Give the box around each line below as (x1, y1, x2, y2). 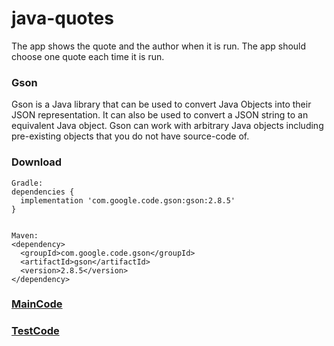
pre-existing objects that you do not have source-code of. (11, 130, 250, 142)
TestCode (11, 324, 60, 338)
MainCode (11, 297, 63, 311)
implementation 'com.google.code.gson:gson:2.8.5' (20, 195, 236, 206)
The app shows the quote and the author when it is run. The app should (11, 40, 307, 52)
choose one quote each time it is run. (11, 50, 165, 62)
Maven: (11, 230, 39, 241)
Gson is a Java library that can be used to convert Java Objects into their (11, 98, 312, 111)
